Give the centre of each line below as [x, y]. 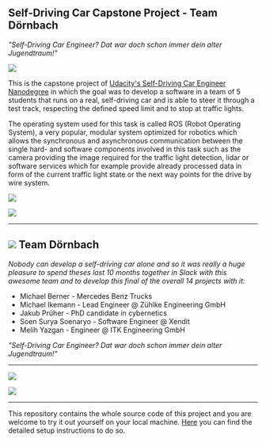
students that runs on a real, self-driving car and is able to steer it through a [131, 100]
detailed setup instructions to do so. [67, 430]
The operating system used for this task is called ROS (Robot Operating [125, 124]
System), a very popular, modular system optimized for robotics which [123, 132]
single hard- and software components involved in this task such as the [125, 149]
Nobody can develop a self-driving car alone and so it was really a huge [127, 264]
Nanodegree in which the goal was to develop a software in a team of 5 [125, 91]
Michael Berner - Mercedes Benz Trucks [86, 296]
